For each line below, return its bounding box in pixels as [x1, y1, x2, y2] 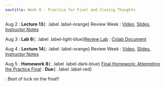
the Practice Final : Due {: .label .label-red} [5, 66, 92, 72]
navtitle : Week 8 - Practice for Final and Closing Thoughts [5, 7, 136, 12]
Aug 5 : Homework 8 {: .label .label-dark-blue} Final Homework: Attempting [5, 60, 160, 66]
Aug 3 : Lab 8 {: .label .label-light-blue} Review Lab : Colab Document [5, 36, 147, 42]
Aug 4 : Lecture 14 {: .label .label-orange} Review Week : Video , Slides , [5, 45, 151, 51]
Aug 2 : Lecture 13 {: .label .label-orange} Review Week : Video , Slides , [5, 21, 151, 27]
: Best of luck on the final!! [5, 75, 59, 81]
